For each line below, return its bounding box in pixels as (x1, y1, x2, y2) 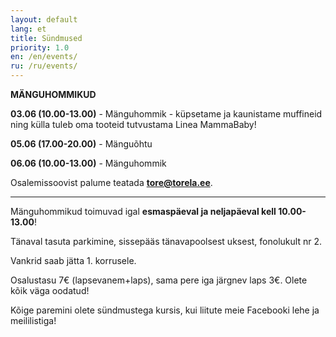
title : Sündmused (10, 33, 83, 43)
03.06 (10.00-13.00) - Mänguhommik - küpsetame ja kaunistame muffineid (10, 108, 323, 120)
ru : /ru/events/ (10, 61, 78, 71)
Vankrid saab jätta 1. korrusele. (10, 255, 137, 266)
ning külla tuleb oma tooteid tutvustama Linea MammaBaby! (10, 119, 257, 130)
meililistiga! (10, 315, 57, 326)
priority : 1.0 (10, 42, 70, 53)
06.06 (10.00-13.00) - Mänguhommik (10, 157, 167, 169)
